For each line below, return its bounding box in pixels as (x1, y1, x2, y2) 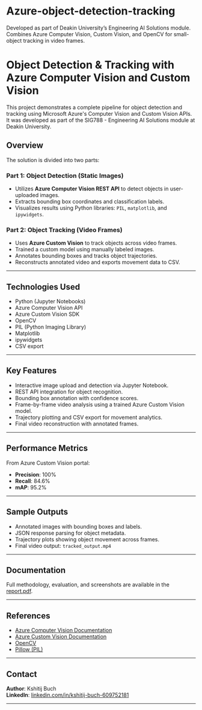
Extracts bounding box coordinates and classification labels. (14, 198, 164, 205)
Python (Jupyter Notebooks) (14, 298, 86, 305)
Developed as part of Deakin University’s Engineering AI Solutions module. (6, 24, 191, 31)
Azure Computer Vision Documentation (14, 627, 112, 634)
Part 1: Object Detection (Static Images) (6, 171, 124, 180)
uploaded (14, 191, 39, 198)
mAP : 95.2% (14, 483, 47, 491)
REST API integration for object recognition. (14, 388, 123, 395)
